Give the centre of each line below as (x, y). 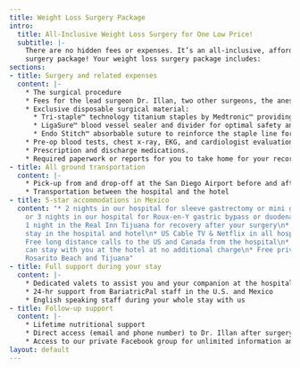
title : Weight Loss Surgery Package (77, 17)
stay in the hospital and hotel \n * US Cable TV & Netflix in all (150, 233)
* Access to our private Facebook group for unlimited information (153, 341)
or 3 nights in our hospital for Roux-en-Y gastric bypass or (143, 217)
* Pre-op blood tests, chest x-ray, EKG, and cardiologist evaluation (159, 142)
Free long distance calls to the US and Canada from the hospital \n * (158, 242)
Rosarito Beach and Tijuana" (79, 259)
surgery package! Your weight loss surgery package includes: (143, 59)
